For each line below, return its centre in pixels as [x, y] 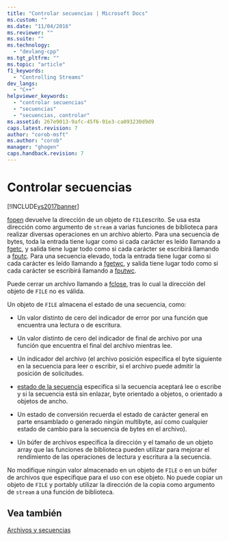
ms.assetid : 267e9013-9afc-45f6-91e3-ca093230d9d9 [81, 122]
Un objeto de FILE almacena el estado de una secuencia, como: [97, 304]
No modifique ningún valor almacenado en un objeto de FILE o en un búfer [112, 470]
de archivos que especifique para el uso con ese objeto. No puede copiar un [115, 477]
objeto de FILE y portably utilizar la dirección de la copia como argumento [111, 484]
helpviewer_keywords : [38, 97]
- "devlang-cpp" [36, 52]
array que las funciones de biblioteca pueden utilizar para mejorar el [113, 449]
